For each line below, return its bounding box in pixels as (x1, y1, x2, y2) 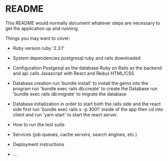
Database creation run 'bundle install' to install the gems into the (12, 80, 149, 86)
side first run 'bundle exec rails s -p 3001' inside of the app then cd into (12, 106, 163, 112)
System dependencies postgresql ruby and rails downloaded (12, 55, 141, 61)
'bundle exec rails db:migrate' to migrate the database (12, 91, 127, 97)
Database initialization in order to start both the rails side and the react (12, 100, 161, 107)
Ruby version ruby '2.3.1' (12, 45, 65, 51)
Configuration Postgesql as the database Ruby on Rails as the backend (12, 65, 162, 71)
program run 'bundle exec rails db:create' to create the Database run (12, 85, 158, 92)
